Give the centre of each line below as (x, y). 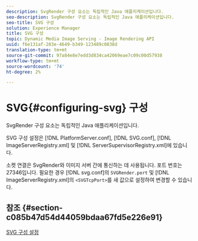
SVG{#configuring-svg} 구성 (77, 108)
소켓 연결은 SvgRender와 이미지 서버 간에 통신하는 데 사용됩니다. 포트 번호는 (94, 165)
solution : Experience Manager (43, 28)
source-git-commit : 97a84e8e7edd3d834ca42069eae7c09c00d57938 (84, 55)
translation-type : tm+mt (37, 50)
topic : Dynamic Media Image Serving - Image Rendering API (80, 39)
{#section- (43, 208)
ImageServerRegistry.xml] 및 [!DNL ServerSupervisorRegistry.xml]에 (89, 146)
